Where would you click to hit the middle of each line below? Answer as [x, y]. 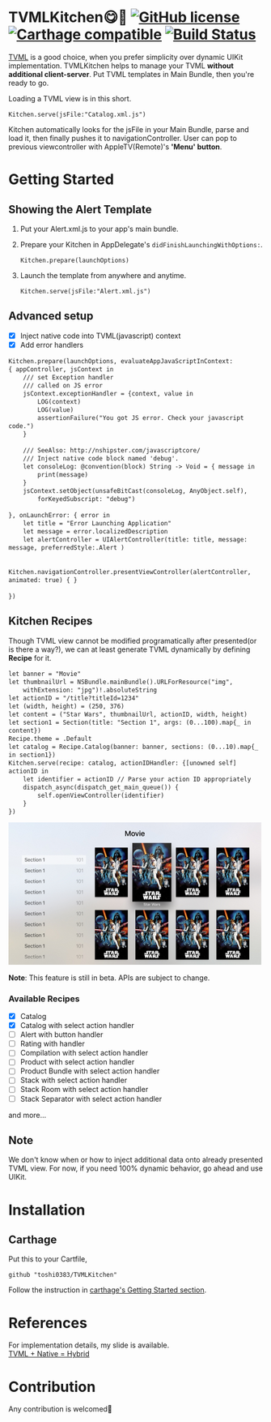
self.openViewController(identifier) [101, 795]
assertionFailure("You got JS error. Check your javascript [141, 418]
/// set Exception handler [68, 377]
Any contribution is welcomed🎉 [61, 1409]
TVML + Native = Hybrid [49, 1354]
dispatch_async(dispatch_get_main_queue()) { [101, 787]
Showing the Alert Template [80, 210]
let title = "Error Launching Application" [97, 523]
